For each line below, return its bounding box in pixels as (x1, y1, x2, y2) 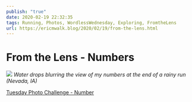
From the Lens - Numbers (6, 51, 135, 64)
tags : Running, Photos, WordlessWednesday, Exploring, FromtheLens (6, 20, 177, 26)
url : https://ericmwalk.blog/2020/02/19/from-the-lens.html (6, 25, 159, 31)
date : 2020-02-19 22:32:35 (6, 14, 73, 20)
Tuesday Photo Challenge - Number (6, 89, 94, 96)
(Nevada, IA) (6, 78, 37, 85)
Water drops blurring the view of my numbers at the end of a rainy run (13, 71, 186, 78)
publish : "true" (6, 8, 46, 15)
